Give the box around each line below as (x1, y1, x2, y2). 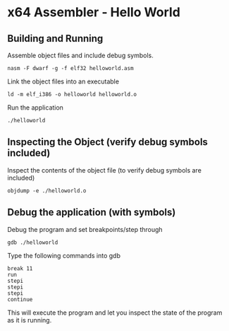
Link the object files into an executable (7, 77, 120, 86)
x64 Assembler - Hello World (7, 4, 181, 21)
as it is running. (7, 315, 52, 324)
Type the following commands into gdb (7, 251, 121, 260)
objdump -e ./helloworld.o (7, 187, 87, 194)
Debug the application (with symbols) (7, 207, 176, 219)
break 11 (7, 265, 33, 272)
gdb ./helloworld (7, 238, 58, 246)
